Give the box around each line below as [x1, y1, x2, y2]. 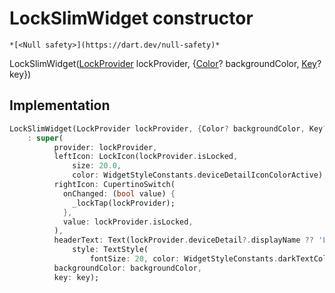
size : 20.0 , [72, 161, 122, 171]
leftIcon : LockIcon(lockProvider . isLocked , [53, 152, 239, 162]
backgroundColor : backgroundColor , [53, 263, 202, 273]
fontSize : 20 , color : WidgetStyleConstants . [89, 254, 279, 264]
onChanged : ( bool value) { [62, 188, 176, 199]
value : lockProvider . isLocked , [62, 217, 194, 227]
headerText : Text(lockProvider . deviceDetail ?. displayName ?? [53, 235, 314, 246]
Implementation [9, 97, 111, 114]
